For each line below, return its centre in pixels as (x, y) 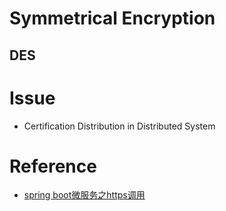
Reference (53, 166)
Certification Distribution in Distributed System (119, 126)
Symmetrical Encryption (112, 18)
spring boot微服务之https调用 (84, 195)
